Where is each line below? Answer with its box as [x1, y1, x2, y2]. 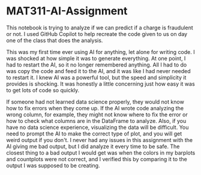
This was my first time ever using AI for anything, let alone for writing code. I [6, 48, 195, 55]
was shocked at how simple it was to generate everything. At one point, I [6, 55, 186, 62]
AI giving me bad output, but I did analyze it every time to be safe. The [6, 143, 180, 150]
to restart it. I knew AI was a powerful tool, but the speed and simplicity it [6, 74, 187, 81]
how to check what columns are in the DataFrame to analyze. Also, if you [6, 117, 187, 124]
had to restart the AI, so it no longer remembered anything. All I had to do [6, 61, 187, 68]
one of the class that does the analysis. [6, 37, 103, 44]
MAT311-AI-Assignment [6, 4, 128, 18]
